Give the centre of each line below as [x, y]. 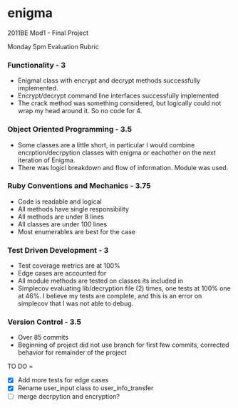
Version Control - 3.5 [45, 322]
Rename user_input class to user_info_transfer [86, 388]
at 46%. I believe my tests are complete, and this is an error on [110, 296]
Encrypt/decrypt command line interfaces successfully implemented [118, 96]
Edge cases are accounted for [62, 273]
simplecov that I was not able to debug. [76, 303]
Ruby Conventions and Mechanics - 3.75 [79, 186]
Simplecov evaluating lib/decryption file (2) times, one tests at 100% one [124, 288]
